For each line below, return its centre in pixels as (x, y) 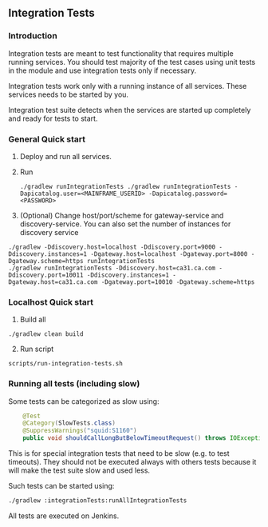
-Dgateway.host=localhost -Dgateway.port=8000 (169, 254)
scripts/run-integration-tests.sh (66, 364)
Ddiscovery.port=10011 (46, 275)
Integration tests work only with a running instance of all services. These (128, 86)
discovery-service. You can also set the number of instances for (125, 224)
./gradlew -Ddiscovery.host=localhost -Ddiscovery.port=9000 (112, 247)
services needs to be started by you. (69, 94)
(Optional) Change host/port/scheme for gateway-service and (122, 215)
